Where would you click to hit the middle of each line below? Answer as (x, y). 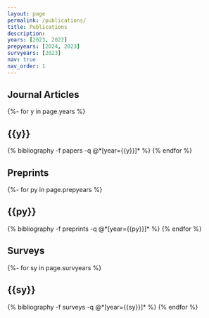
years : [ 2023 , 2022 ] (38, 40)
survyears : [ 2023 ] (34, 53)
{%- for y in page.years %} (46, 112)
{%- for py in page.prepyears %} (55, 190)
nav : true (22, 60)
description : (26, 33)
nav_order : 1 (26, 66)
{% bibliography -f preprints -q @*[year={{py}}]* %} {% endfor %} (104, 229)
